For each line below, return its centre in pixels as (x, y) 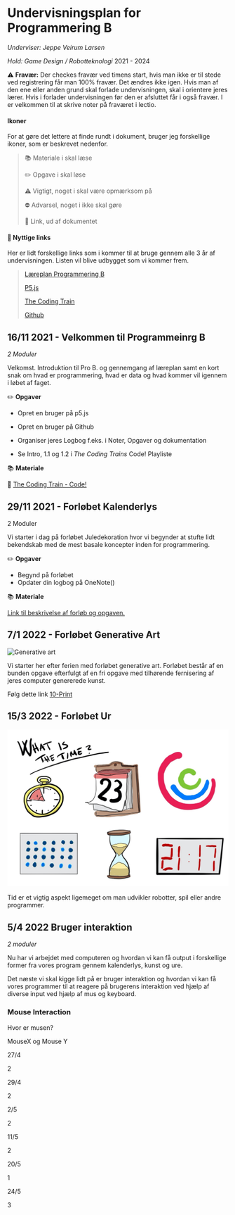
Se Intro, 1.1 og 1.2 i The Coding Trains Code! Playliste (95, 454)
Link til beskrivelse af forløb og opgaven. (66, 612)
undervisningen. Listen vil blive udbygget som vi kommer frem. (98, 260)
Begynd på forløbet (45, 574)
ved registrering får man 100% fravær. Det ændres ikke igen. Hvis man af (113, 82)
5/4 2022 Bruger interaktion (70, 927)
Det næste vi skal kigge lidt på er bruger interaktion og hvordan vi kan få (112, 979)
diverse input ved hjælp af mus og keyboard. (72, 994)
